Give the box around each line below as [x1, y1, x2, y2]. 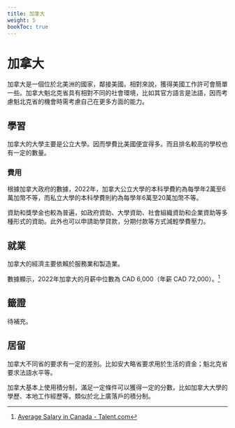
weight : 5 [7, 17, 36, 24]
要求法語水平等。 [7, 368, 57, 376]
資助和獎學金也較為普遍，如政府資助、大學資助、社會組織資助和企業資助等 [7, 208, 222, 217]
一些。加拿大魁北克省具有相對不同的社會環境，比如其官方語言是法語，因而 [7, 89, 222, 97]
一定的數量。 [13, 148, 50, 157]
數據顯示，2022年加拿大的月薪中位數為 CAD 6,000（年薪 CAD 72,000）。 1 [7, 273, 220, 283]
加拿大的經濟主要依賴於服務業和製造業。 [7, 259, 124, 268]
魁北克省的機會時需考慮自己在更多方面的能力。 [13, 97, 148, 106]
